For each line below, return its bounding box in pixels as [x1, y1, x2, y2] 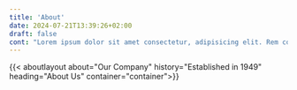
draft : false [9, 29, 57, 38]
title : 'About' [9, 12, 65, 22]
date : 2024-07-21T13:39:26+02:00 [9, 21, 133, 30]
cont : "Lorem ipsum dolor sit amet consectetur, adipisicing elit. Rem [9, 37, 278, 47]
